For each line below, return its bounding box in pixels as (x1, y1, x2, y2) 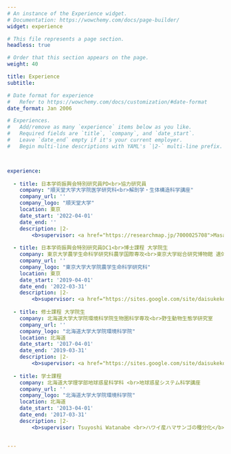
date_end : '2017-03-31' (19, 411, 88, 418)
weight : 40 (7, 61, 38, 68)
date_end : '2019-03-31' (19, 347, 88, 354)
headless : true (7, 42, 51, 49)
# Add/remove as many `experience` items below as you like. (7, 124, 192, 131)
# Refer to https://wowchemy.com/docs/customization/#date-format (7, 98, 208, 106)
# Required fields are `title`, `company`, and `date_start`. (7, 130, 195, 137)
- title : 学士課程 (13, 373, 62, 379)
